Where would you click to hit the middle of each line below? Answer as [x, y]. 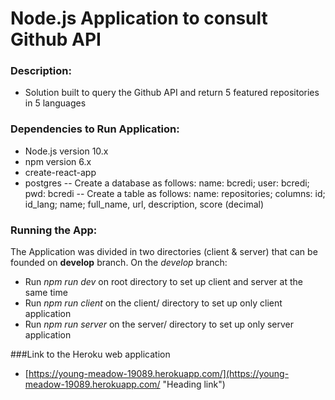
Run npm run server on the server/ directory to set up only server [159, 324]
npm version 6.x [58, 161]
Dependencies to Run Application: [95, 129]
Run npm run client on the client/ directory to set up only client [153, 303]
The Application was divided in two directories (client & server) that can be [164, 252]
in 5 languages [55, 103]
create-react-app [60, 172]
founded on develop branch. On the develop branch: [119, 263]
